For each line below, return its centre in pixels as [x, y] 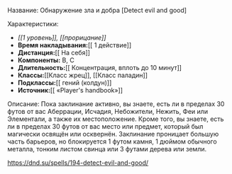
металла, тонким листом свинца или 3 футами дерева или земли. [107, 149]
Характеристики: [33, 24]
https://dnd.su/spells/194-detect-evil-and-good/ [78, 163]
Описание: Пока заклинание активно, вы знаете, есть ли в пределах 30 [116, 104]
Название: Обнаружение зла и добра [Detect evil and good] [97, 10]
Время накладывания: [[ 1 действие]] [74, 45]
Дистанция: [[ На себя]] [54, 53]
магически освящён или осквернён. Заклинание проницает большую [113, 134]
